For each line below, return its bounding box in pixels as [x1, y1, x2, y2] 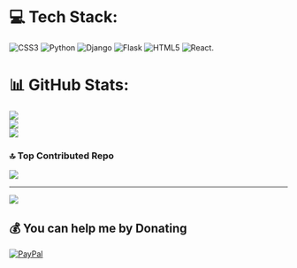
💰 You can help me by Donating [9, 220, 187, 235]
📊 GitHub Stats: [9, 75, 130, 96]
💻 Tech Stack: [9, 7, 118, 27]
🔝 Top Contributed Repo [9, 149, 115, 162]
